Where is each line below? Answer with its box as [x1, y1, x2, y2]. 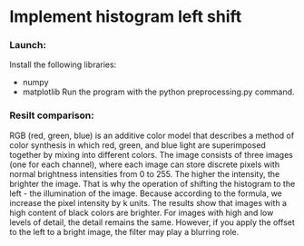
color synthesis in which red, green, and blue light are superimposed [9, 139, 266, 151]
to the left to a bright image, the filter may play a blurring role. [9, 226, 240, 237]
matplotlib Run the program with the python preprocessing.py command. [22, 86, 295, 97]
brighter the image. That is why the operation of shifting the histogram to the [9, 178, 296, 189]
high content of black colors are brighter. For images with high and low [9, 207, 274, 218]
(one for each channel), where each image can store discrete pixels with [9, 159, 279, 170]
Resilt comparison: [9, 109, 94, 122]
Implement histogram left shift [9, 6, 242, 27]
